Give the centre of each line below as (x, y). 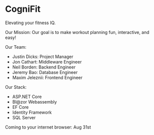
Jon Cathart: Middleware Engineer (47, 62)
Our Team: (16, 47)
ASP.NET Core (27, 97)
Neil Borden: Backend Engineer (44, 67)
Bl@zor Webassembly (34, 101)
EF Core (20, 107)
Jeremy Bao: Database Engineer (45, 72)
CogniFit (23, 9)
